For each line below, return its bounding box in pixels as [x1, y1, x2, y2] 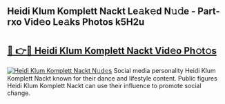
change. [7, 89, 31, 97]
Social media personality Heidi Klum [113, 67, 216, 74]
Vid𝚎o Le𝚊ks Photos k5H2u [23, 17, 145, 28]
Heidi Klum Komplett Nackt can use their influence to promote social [7, 82, 202, 90]
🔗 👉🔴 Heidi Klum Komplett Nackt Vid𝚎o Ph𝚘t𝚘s [7, 45, 217, 56]
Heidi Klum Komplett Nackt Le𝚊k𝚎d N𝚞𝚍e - [7, 6, 196, 17]
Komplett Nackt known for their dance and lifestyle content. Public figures [7, 74, 217, 82]
